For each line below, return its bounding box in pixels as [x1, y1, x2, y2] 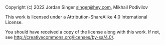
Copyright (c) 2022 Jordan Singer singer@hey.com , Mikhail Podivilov [5, 4, 148, 10]
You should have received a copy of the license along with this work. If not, [5, 29, 160, 34]
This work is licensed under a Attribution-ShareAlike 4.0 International [5, 14, 148, 19]
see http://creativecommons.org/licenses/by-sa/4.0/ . [5, 34, 114, 40]
